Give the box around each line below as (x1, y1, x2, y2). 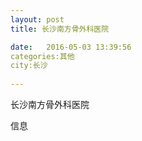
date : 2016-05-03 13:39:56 (10, 42, 132, 52)
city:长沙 (10, 61, 48, 71)
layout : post (10, 14, 65, 25)
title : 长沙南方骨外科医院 (10, 24, 110, 34)
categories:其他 (10, 51, 75, 61)
